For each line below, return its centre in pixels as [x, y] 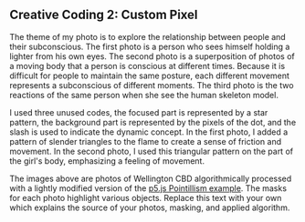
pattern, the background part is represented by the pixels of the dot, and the [153, 122]
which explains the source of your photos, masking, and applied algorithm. [150, 207]
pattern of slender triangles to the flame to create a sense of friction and [146, 141]
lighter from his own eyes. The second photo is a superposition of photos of [152, 56]
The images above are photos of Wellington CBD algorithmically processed [151, 178]
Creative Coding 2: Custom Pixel [104, 15]
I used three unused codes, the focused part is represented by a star [139, 112]
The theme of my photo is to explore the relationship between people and [147, 36]
